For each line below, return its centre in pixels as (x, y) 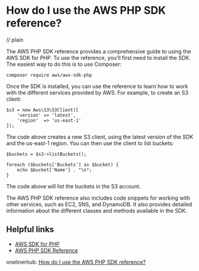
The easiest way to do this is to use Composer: (64, 64)
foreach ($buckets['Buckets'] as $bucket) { (62, 165)
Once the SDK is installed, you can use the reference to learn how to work (97, 86)
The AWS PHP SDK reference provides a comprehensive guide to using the (99, 51)
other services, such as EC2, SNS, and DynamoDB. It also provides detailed (99, 204)
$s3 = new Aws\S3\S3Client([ (42, 110)
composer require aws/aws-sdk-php (49, 75)
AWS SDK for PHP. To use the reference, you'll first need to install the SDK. (99, 58)
